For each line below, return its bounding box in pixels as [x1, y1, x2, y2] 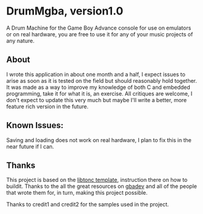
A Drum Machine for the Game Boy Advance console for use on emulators [6, 24, 191, 31]
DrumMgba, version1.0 [6, 4, 124, 18]
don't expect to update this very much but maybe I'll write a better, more [6, 96, 187, 103]
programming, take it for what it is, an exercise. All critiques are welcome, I [6, 89, 193, 97]
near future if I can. [6, 143, 55, 150]
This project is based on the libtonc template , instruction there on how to [6, 177, 188, 184]
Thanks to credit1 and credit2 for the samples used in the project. [6, 201, 169, 208]
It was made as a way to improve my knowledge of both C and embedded [6, 83, 191, 91]
